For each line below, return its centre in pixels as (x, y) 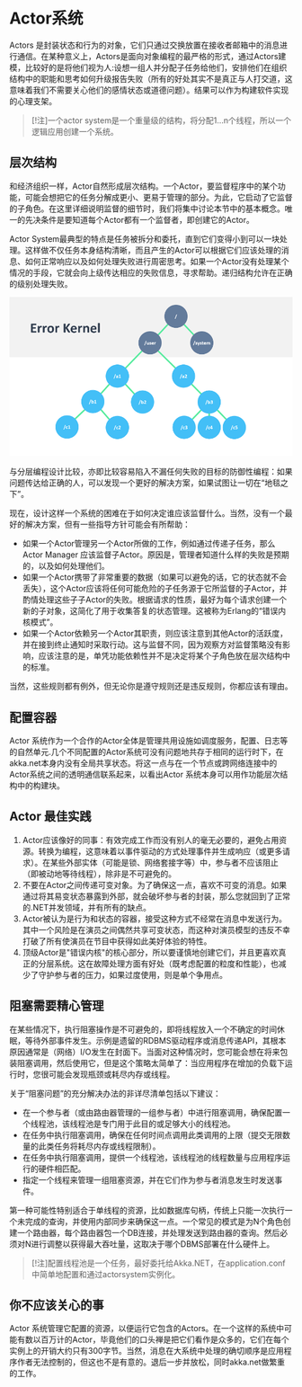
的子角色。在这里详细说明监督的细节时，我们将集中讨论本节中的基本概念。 (147, 209)
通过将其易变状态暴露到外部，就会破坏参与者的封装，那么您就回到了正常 (156, 896)
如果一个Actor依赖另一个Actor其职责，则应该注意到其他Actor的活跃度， (155, 634)
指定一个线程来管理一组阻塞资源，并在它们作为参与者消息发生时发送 (148, 1179)
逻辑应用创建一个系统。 (75, 131)
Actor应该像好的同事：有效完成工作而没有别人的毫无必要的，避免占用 (151, 840)
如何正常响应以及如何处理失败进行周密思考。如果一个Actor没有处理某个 (157, 261)
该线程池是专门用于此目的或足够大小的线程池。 (148, 1124)
